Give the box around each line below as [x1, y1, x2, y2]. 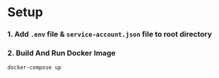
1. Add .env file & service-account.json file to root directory [7, 30, 213, 39]
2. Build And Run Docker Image [7, 48, 116, 58]
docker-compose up [7, 64, 61, 71]
